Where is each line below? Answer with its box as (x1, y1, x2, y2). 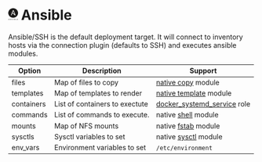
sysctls (11, 131, 35, 141)
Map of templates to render (54, 88, 143, 98)
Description (82, 66, 122, 76)
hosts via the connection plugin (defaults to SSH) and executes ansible (8, 40, 237, 49)
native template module (155, 88, 232, 98)
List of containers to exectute (54, 99, 149, 109)
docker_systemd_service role (155, 99, 251, 109)
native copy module (155, 77, 220, 87)
